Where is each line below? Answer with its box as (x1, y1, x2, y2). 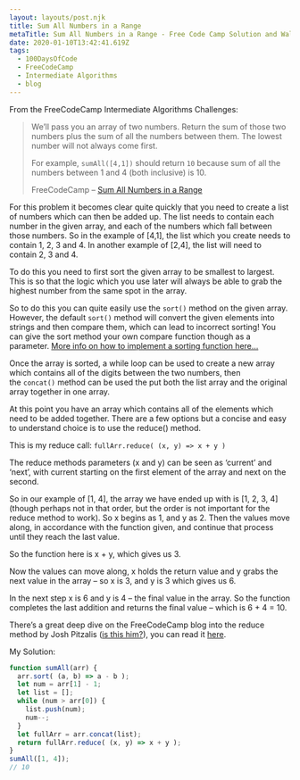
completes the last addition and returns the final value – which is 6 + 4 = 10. (9, 602, 287, 612)
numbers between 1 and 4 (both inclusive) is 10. (30, 167, 207, 178)
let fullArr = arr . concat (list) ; (17, 729, 142, 739)
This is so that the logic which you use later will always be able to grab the (9, 276, 283, 286)
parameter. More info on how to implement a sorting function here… (9, 340, 259, 351)
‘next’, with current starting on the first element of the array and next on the (9, 466, 287, 477)
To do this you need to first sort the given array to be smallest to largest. (9, 266, 275, 277)
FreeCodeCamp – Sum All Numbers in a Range (30, 184, 203, 195)
